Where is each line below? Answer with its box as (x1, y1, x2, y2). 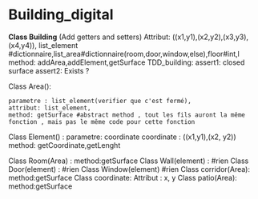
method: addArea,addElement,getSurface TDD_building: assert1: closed (8, 58, 245, 67)
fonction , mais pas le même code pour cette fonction (8, 117, 196, 125)
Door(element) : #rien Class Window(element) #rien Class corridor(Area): (8, 164, 251, 173)
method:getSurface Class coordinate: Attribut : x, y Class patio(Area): (8, 173, 238, 182)
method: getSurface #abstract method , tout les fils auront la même (8, 110, 246, 119)
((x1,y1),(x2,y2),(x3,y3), (171, 32, 249, 42)
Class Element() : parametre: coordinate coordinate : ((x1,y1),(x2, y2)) (8, 132, 236, 141)
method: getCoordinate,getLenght (8, 140, 121, 149)
